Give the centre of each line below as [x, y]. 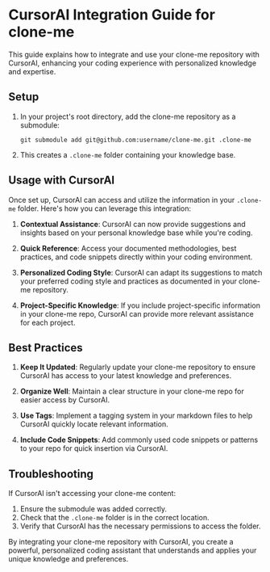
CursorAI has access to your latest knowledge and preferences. [126, 376]
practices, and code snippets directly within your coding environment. [136, 257]
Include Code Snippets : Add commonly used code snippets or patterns [139, 440]
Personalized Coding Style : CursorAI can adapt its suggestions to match [141, 272]
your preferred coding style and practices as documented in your [129, 281]
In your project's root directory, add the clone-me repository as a [128, 116]
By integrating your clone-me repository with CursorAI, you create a [121, 542]
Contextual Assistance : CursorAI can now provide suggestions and [133, 224]
